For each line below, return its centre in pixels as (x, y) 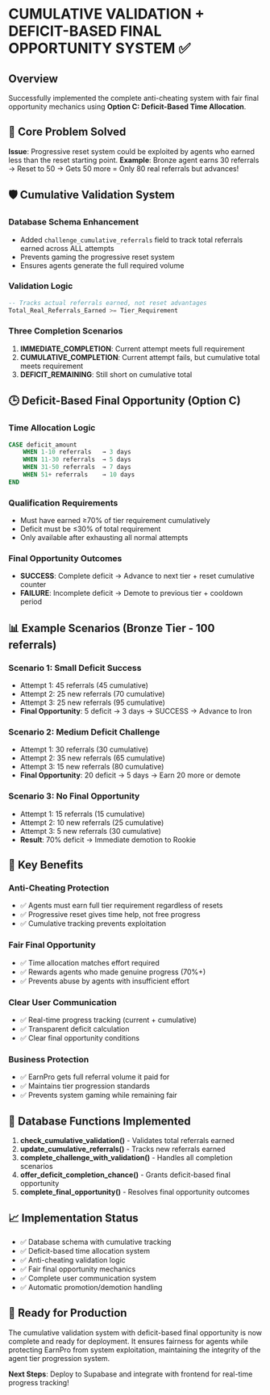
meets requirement (52, 366)
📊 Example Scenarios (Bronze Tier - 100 (112, 628)
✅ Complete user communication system (88, 1278)
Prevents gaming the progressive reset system (97, 257)
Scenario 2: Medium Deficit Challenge (84, 731)
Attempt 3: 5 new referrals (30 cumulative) (90, 831)
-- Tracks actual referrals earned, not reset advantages (108, 303)
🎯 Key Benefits (46, 865)
